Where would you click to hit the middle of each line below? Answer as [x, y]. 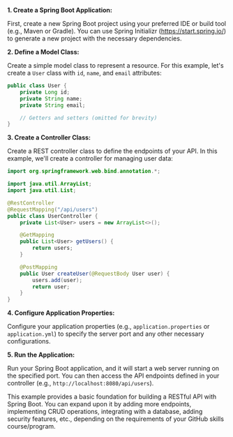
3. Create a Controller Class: [49, 138]
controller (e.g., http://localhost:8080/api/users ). [81, 383]
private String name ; [51, 98]
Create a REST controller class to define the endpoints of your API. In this [112, 151]
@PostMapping [39, 267]
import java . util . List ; [42, 191]
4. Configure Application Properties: [61, 313]
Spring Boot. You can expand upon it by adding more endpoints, [99, 404]
